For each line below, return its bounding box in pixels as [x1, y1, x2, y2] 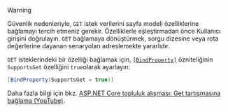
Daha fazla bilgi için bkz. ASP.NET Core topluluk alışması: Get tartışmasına [7, 89, 221, 97]
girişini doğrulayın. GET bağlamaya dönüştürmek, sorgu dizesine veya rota [7, 34, 219, 43]
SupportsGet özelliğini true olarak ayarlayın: [7, 63, 131, 71]
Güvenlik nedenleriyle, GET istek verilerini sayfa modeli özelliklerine [7, 20, 199, 27]
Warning [7, 6, 31, 14]
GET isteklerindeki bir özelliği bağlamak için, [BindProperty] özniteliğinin [7, 55, 213, 64]
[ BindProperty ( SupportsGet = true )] [7, 76, 114, 83]
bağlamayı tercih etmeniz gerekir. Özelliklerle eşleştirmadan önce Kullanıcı [7, 27, 221, 35]
